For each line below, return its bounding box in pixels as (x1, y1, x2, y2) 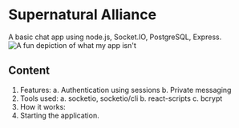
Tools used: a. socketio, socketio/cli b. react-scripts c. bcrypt (19, 94, 223, 103)
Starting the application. (19, 110, 99, 120)
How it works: (19, 102, 66, 111)
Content (8, 64, 51, 78)
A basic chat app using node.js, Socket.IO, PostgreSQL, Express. (8, 32, 222, 42)
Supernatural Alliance (8, 6, 157, 24)
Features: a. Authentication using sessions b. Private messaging (19, 85, 232, 94)
